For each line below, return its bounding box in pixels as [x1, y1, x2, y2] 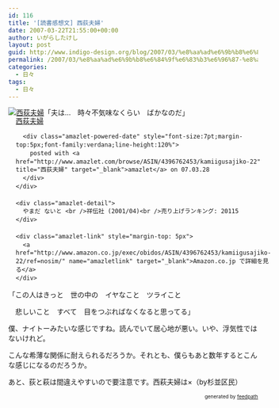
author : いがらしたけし [8, 33, 78, 42]
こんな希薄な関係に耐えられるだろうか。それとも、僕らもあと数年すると [8, 350, 244, 360]
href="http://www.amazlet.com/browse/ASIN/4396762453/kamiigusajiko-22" [15, 158, 261, 166]
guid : [8, 48, 26, 56]
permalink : [8, 56, 44, 64]
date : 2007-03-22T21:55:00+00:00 [8, 26, 119, 34]
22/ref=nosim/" [15, 257, 66, 265]
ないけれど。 [8, 334, 50, 343]
